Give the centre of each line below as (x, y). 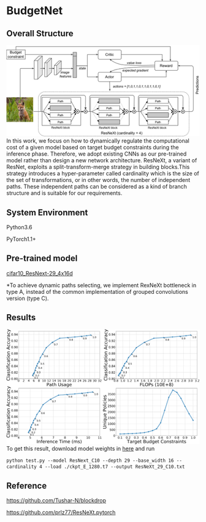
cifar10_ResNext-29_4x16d (40, 273)
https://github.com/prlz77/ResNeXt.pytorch (61, 512)
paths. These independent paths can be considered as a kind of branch (97, 187)
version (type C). (28, 298)
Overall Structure (40, 34)
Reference (27, 485)
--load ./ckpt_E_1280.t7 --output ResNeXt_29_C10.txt (115, 467)
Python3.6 (19, 227)
